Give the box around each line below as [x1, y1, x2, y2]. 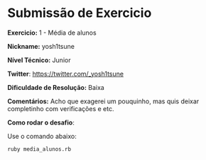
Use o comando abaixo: [7, 132, 77, 140]
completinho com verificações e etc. [7, 104, 114, 113]
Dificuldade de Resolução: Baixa [7, 83, 104, 91]
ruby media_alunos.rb [7, 145, 72, 153]
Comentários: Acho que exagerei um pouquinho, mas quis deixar [7, 97, 200, 105]
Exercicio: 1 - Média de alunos [7, 28, 97, 37]
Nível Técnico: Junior [7, 55, 71, 64]
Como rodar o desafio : [7, 118, 75, 127]
